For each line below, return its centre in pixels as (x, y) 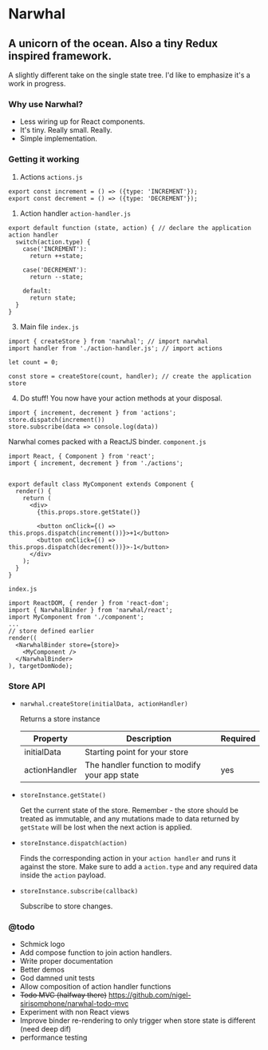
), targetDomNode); (41, 666)
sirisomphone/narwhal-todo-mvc (74, 1004)
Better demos (42, 970)
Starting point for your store (137, 752)
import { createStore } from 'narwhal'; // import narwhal (108, 341)
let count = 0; (33, 362)
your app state (112, 774)
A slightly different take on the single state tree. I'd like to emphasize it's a (130, 75)
